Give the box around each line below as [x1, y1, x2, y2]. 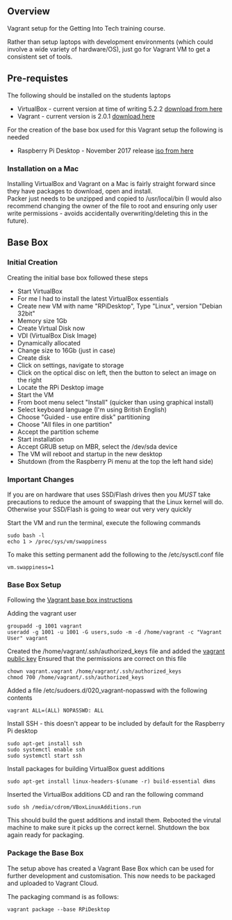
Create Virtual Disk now [17, 324, 85, 332]
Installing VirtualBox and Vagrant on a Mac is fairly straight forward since [7, 179, 216, 187]
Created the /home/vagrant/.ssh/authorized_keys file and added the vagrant [7, 647, 225, 655]
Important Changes [7, 474, 74, 484]
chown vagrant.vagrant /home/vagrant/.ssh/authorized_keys [7, 668, 182, 675]
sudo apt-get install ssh [7, 740, 82, 747]
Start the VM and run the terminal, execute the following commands [7, 518, 201, 527]
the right [17, 375, 42, 384]
